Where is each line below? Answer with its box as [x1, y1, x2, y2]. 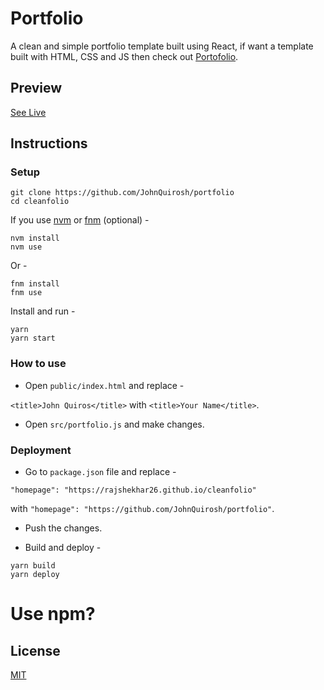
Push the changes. [24, 522, 103, 534]
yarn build [10, 561, 56, 571]
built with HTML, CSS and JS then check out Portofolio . [10, 50, 239, 62]
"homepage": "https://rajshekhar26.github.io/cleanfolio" [10, 485, 257, 496]
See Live [10, 106, 47, 118]
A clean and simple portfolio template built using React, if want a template [10, 40, 314, 52]
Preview [10, 80, 63, 97]
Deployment [10, 443, 72, 457]
